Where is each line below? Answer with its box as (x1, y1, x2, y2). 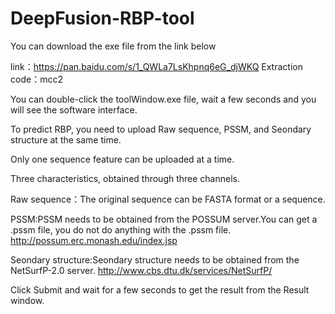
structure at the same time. (10, 133, 122, 146)
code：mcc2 (10, 73, 63, 85)
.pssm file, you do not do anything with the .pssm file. (10, 223, 232, 236)
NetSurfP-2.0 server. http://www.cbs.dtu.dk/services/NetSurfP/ (10, 264, 273, 276)
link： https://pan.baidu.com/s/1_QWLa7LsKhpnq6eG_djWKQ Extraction (10, 60, 303, 72)
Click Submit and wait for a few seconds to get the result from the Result (10, 283, 310, 296)
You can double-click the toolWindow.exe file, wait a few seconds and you (10, 93, 317, 105)
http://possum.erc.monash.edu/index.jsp (10, 234, 178, 246)
